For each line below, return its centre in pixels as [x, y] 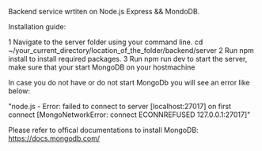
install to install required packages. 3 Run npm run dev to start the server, [128, 59]
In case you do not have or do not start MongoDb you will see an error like [129, 83]
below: [19, 91]
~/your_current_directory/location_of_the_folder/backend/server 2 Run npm [131, 50]
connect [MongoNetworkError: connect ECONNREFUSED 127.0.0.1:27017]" [129, 115]
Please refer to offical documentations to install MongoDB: [104, 130]
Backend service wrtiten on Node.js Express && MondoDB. [104, 11]
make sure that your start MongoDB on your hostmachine [102, 67]
